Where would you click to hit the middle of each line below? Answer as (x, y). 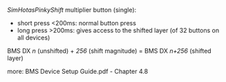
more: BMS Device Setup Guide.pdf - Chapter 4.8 (78, 71)
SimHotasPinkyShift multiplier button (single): (72, 10)
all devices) (34, 38)
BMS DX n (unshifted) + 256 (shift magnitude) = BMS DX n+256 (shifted (110, 51)
